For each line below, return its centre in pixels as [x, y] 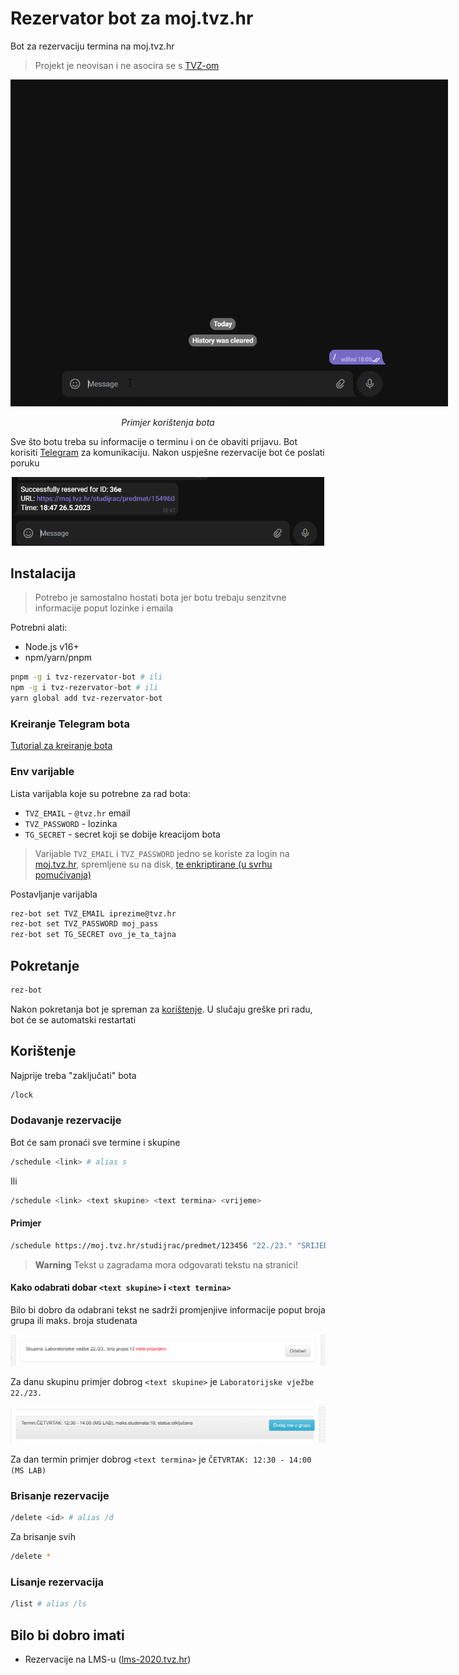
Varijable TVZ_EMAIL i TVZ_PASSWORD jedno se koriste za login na [162, 853]
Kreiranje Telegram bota [70, 724]
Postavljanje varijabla [54, 894]
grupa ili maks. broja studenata [74, 1320]
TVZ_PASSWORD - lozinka [71, 823]
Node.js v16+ [52, 647]
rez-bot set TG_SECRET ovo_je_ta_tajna [93, 935]
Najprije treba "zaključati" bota [73, 1075]
